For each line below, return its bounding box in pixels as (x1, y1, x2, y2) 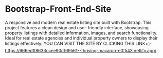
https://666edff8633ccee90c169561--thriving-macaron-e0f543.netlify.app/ (5, 47, 157, 53)
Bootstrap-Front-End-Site (5, 3, 111, 15)
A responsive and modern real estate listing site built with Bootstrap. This (5, 19, 152, 25)
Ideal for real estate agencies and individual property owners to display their (5, 35, 158, 41)
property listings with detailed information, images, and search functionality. (5, 30, 158, 36)
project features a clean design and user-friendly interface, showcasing (5, 24, 149, 30)
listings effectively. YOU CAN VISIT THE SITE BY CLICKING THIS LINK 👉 (5, 40, 152, 46)
